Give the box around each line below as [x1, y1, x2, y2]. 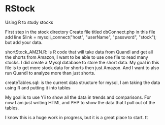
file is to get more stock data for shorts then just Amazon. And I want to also [5, 65, 159, 71]
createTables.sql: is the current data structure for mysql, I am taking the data [5, 80, 160, 85]
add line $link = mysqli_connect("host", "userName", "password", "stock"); [5, 34, 157, 40]
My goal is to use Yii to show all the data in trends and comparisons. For [5, 94, 151, 100]
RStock [5, 3, 35, 14]
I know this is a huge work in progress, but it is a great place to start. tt [5, 114, 148, 120]
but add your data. [5, 39, 43, 45]
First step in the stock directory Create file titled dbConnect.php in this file [5, 29, 156, 35]
